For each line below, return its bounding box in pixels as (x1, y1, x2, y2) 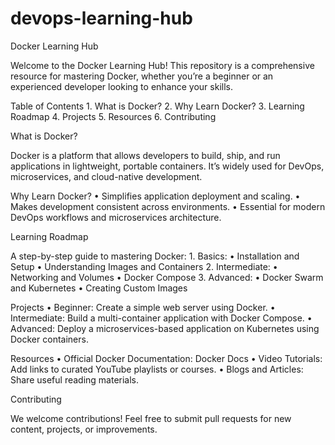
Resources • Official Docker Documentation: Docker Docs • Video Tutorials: (10, 352, 323, 364)
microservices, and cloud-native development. (10, 170, 203, 182)
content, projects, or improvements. (10, 423, 158, 435)
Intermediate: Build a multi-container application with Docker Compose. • (10, 312, 313, 324)
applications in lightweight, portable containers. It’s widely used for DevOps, (10, 160, 325, 172)
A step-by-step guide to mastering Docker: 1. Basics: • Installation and (10, 250, 300, 262)
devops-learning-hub (10, 7, 193, 30)
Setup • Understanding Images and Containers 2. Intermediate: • (10, 260, 278, 272)
